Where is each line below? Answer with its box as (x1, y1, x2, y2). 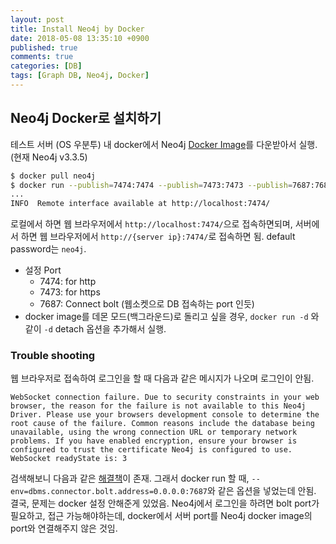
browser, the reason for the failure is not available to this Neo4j (10, 401, 307, 411)
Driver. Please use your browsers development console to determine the (10, 410, 320, 420)
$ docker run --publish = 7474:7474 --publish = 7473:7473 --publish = (10, 180, 293, 190)
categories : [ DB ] (10, 61, 83, 71)
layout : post (10, 14, 65, 25)
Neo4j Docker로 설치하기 (10, 110, 162, 127)
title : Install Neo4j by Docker (10, 24, 145, 34)
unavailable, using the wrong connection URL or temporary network (10, 427, 298, 438)
